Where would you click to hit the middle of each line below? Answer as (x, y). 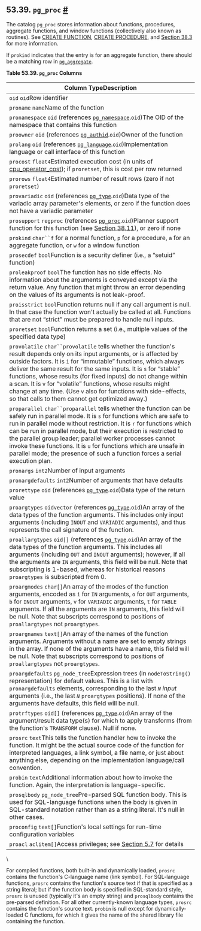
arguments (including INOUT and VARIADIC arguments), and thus (98, 522)
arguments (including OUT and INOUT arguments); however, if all (97, 554)
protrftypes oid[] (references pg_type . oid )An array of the (91, 713)
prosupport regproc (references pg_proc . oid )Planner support (94, 220)
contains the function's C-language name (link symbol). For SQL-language (98, 877)
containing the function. (36, 921)
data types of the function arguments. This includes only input (96, 514)
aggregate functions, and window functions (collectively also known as (94, 31)
